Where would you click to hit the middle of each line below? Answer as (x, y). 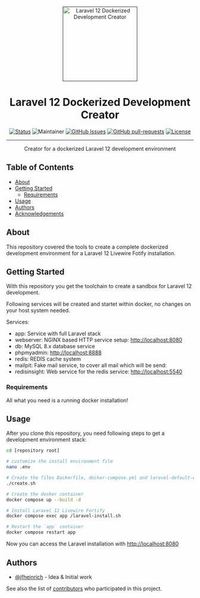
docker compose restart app (41, 532)
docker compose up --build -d (44, 499)
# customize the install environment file (60, 461)
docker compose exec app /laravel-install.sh (63, 516)
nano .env (18, 467)
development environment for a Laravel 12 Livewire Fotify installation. (91, 253)
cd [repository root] (33, 451)
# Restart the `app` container (45, 527)
